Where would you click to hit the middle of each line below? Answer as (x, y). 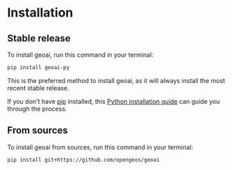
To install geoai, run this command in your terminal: (81, 55)
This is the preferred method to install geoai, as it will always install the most (116, 80)
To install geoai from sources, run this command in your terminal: (100, 147)
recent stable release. (38, 88)
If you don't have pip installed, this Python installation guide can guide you (114, 101)
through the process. (37, 108)
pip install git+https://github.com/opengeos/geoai (83, 160)
